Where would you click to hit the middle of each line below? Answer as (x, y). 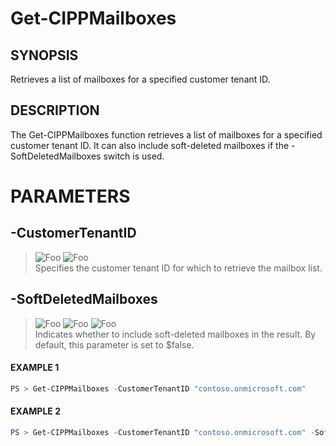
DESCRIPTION (55, 110)
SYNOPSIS (44, 55)
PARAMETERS (70, 196)
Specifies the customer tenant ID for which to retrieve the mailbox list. (178, 268)
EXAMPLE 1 (35, 368)
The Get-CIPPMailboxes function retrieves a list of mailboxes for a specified (166, 134)
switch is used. (134, 156)
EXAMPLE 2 (35, 411)
